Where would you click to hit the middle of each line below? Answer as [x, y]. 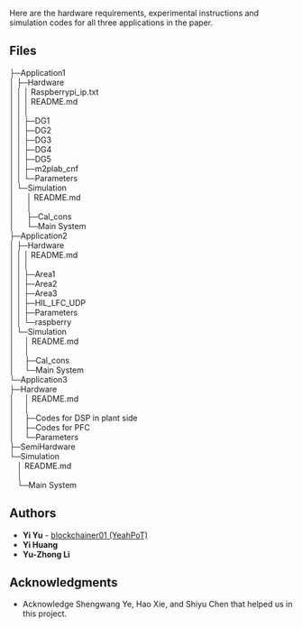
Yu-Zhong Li [46, 554]
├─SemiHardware [43, 447]
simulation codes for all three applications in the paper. [111, 23]
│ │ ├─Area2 [33, 283]
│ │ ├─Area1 [32, 273]
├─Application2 [38, 235]
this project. [45, 614]
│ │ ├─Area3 [33, 293]
